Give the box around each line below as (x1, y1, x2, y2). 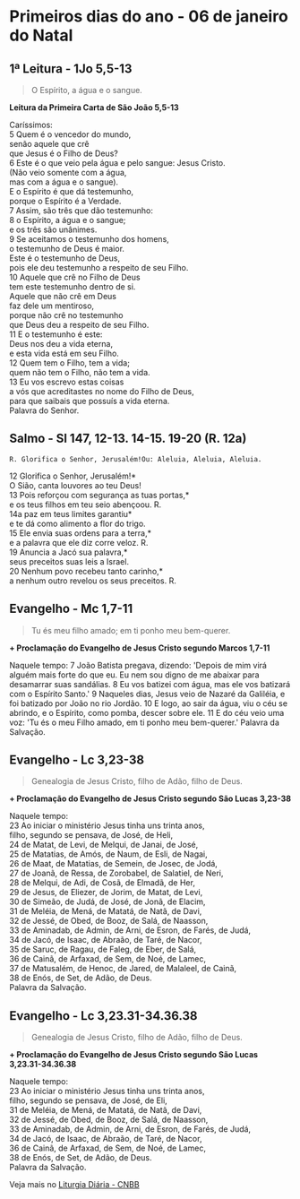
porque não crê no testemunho (9, 310, 124, 320)
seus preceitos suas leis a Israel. (9, 556, 130, 566)
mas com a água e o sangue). (9, 177, 119, 187)
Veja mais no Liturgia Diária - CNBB (9, 1179, 141, 1190)
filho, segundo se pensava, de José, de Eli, (9, 1095, 167, 1106)
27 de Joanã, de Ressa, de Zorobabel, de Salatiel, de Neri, (9, 867, 224, 879)
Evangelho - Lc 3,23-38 (9, 753, 145, 768)
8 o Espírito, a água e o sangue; (9, 215, 126, 225)
